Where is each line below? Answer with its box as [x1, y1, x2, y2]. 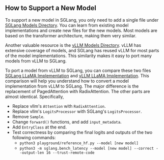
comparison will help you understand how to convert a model [5, 78, 129, 84]
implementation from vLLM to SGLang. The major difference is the [5, 83, 139, 89]
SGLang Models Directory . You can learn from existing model [5, 22, 129, 28]
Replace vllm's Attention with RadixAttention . [12, 103, 106, 109]
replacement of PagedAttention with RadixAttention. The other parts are [5, 88, 150, 94]
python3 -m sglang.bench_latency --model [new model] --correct [19, 146, 154, 151]
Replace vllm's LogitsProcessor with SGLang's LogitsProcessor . [12, 108, 142, 114]
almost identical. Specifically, [5, 94, 64, 99]
